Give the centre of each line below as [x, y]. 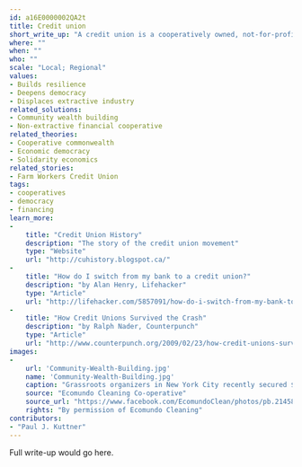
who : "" [24, 59]
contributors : [36, 419]
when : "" [26, 51]
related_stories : [42, 168]
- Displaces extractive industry [72, 101]
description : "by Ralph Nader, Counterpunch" [112, 327]
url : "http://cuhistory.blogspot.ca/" [98, 260]
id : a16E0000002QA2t [48, 18]
